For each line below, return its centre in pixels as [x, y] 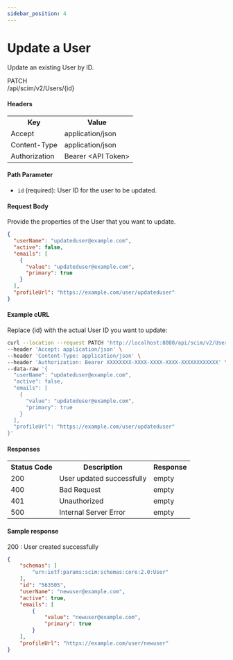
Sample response [33, 531]
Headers [20, 104]
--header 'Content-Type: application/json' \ [74, 356]
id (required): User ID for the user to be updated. [87, 190]
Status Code [32, 468]
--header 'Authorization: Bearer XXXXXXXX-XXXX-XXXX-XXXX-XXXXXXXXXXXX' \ [118, 362]
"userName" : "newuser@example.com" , [73, 591]
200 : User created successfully [53, 547]
